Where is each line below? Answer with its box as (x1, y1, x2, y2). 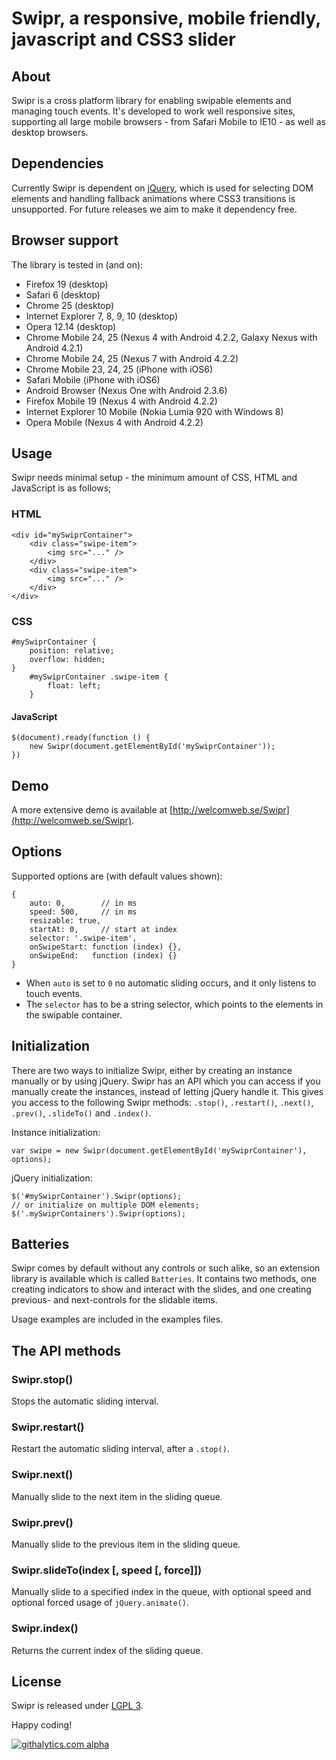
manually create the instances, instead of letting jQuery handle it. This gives (11, 1085, 324, 1097)
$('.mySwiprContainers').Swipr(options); (11, 1208, 187, 1219)
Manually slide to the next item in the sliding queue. (11, 1490, 223, 1502)
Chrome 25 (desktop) (25, 299, 114, 311)
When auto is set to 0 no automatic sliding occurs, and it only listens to (25, 977, 317, 989)
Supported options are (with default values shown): (11, 870, 223, 882)
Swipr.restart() (11, 1420, 85, 1434)
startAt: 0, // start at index (29, 924, 178, 934)
